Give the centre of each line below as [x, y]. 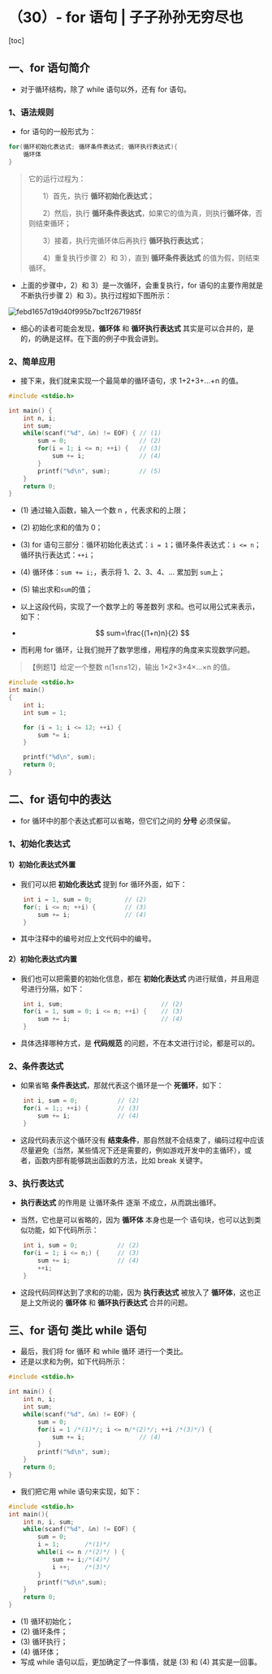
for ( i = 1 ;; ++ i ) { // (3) [81, 1109]
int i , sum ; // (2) [103, 1004]
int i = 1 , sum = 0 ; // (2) [85, 899]
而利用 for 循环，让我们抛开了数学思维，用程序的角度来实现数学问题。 [137, 650]
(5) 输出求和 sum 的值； [56, 590]
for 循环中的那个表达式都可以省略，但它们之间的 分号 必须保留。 [127, 820]
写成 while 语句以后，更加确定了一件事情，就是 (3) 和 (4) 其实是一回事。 [141, 1662]
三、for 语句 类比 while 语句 [78, 1330]
